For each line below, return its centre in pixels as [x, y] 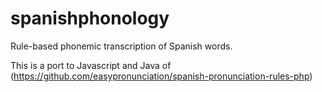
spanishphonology [90, 18]
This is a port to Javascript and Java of [91, 65]
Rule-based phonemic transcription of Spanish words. [121, 46]
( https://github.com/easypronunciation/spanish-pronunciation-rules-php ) [161, 76]
